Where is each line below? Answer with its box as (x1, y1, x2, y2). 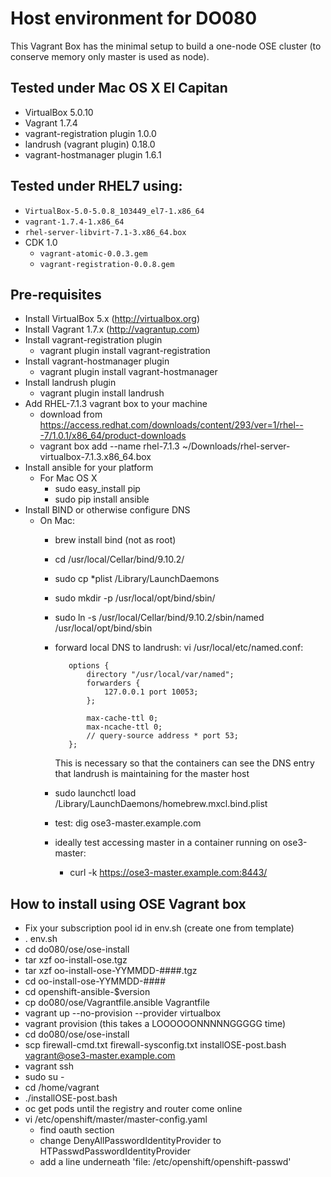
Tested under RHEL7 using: (10, 178, 183, 195)
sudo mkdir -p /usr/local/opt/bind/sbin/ (54, 592, 216, 604)
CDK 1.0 (24, 236, 58, 248)
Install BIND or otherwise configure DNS (24, 504, 191, 516)
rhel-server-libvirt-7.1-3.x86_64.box (24, 227, 187, 237)
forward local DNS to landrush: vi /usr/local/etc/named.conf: (54, 642, 304, 654)
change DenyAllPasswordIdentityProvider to (39, 1135, 222, 1147)
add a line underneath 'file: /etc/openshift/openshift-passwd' (39, 1156, 292, 1168)
